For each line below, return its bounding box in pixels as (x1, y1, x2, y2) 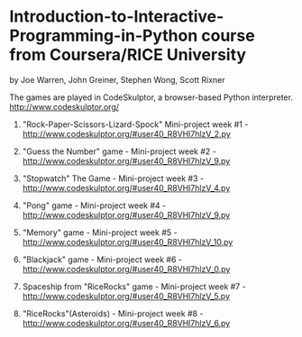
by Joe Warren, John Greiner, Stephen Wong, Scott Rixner (9, 74, 225, 85)
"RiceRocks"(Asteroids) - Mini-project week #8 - (22, 308, 204, 319)
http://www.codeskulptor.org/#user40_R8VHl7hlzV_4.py (22, 182, 231, 193)
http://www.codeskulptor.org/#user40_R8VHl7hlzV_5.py (22, 290, 231, 301)
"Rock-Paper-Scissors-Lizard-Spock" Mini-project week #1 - (22, 119, 249, 130)
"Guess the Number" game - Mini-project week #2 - (22, 146, 216, 157)
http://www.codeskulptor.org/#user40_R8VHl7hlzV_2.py (22, 128, 232, 139)
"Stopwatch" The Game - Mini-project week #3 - (22, 173, 205, 184)
